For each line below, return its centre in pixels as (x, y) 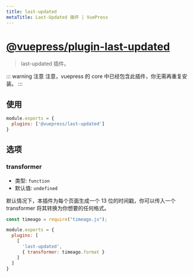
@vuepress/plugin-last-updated (88, 47)
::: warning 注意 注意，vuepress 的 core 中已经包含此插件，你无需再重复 (94, 76)
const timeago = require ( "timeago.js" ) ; (57, 219)
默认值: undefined (36, 188)
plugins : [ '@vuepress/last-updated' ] (58, 124)
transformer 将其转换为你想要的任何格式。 (58, 208)
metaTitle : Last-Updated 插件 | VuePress (57, 17)
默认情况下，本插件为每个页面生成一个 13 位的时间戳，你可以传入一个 (91, 200)
